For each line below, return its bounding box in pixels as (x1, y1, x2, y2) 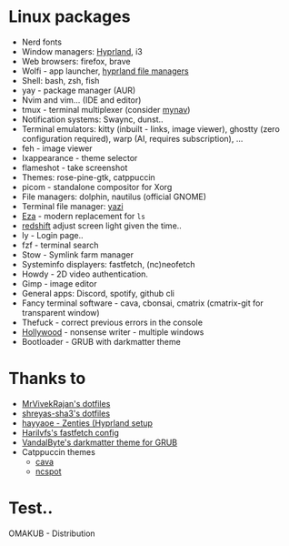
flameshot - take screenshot (21, 162, 128, 173)
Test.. (8, 498, 54, 519)
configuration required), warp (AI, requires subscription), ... (21, 133, 244, 144)
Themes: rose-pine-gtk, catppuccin (21, 171, 155, 183)
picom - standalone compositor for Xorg (21, 181, 173, 192)
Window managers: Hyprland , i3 (21, 45, 143, 56)
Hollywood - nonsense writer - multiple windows (21, 326, 204, 338)
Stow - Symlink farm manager (21, 248, 134, 260)
